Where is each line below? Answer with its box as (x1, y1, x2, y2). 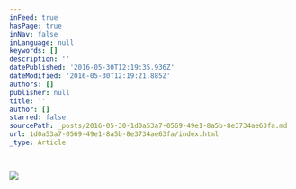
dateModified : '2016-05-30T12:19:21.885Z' (9, 72, 171, 81)
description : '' (9, 55, 70, 64)
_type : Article (9, 138, 67, 147)
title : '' (9, 96, 47, 106)
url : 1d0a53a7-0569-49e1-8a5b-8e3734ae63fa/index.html (9, 130, 220, 139)
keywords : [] (9, 47, 58, 56)
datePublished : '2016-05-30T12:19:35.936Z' (9, 64, 175, 73)
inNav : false (9, 30, 58, 39)
